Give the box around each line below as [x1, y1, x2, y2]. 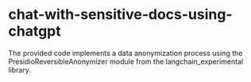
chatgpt [8, 22, 61, 40]
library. [8, 65, 32, 74]
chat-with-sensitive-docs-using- [8, 6, 233, 24]
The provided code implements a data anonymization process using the [8, 48, 243, 58]
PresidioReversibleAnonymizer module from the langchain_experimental [8, 57, 244, 66]
